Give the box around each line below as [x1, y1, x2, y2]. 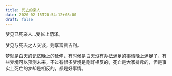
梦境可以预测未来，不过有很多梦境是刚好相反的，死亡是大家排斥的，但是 [9, 59, 162, 65]
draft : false [5, 17, 33, 22]
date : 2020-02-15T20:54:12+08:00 [5, 12, 77, 17]
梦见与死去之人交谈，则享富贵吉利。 [5, 42, 82, 48]
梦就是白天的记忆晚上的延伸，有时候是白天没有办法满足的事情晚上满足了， [5, 53, 162, 59]
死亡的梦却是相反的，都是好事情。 [14, 65, 86, 71]
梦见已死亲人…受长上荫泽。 [5, 31, 63, 37]
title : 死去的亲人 [5, 7, 41, 13]
